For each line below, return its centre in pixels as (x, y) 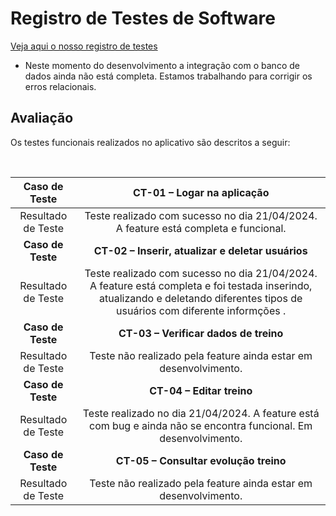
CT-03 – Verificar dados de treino (201, 333)
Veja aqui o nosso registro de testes (84, 46)
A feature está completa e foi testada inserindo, (201, 285)
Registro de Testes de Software (143, 18)
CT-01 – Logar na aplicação (201, 192)
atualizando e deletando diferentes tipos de (201, 298)
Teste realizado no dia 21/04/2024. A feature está (201, 413)
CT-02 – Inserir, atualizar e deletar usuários (200, 250)
